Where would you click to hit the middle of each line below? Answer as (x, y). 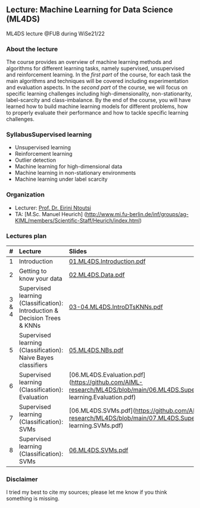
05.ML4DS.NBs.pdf (96, 350)
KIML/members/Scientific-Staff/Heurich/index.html (77, 220)
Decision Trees (40, 318)
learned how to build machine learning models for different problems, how (97, 106)
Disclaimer (22, 479)
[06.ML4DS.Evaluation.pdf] (107, 375)
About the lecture (32, 49)
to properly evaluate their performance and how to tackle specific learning (97, 113)
